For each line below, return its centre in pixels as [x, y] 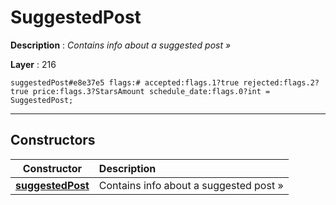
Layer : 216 [33, 64]
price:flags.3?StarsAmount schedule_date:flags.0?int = [151, 91]
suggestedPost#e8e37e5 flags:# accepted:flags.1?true [125, 82]
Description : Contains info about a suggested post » [121, 45]
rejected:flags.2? [281, 82]
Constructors [53, 140]
